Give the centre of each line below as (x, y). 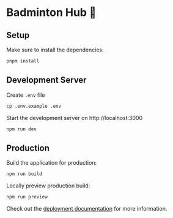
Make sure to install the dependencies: (55, 50)
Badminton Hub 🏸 (51, 13)
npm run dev (21, 129)
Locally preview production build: (48, 186)
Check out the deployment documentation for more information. (87, 209)
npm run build (24, 174)
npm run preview (27, 197)
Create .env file (26, 95)
